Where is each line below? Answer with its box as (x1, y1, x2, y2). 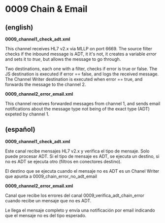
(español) (5, 125, 35, 134)
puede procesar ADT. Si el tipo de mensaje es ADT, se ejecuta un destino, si (5, 153, 160, 159)
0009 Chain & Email (5, 3, 88, 15)
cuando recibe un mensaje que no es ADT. (5, 197, 92, 203)
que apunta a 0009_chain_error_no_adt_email (5, 173, 98, 179)
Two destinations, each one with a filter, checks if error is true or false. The (5, 66, 158, 72)
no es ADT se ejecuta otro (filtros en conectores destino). (5, 158, 122, 164)
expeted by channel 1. (5, 111, 50, 117)
